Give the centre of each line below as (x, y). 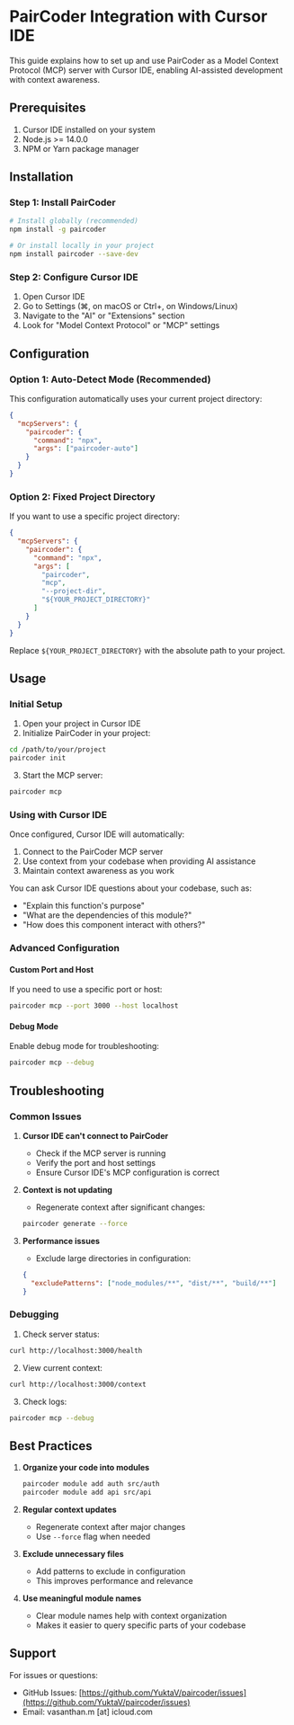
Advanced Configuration (64, 948)
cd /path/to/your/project (58, 750)
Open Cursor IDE (53, 297)
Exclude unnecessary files (73, 1553)
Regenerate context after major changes (111, 1526)
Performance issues (61, 1240)
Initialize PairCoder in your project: (86, 734)
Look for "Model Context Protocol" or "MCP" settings (121, 325)
